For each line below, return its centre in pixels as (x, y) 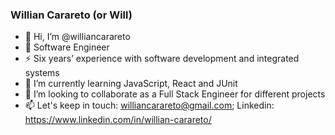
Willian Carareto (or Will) (71, 15)
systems (42, 73)
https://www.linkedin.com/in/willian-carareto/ (118, 120)
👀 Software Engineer (67, 47)
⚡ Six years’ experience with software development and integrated (162, 59)
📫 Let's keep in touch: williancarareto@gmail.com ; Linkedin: (149, 105)
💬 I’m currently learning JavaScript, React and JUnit (131, 84)
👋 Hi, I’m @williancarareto (77, 37)
